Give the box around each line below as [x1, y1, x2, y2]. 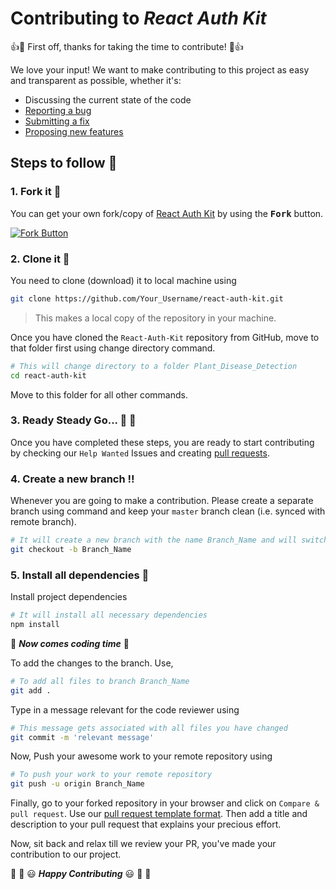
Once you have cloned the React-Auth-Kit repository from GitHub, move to [10, 331, 320, 343]
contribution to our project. [10, 848, 122, 861]
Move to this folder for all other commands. [10, 388, 188, 401]
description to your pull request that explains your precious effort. [10, 818, 282, 831]
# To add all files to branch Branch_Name [10, 676, 190, 686]
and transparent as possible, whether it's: [10, 74, 182, 86]
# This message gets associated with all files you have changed [10, 723, 288, 733]
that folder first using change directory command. [10, 342, 216, 354]
